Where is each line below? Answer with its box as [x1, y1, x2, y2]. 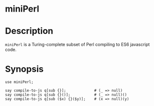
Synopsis [5, 64, 44, 75]
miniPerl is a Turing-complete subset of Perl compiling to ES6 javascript [5, 42, 150, 47]
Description [5, 26, 53, 37]
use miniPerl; [5, 80, 34, 85]
